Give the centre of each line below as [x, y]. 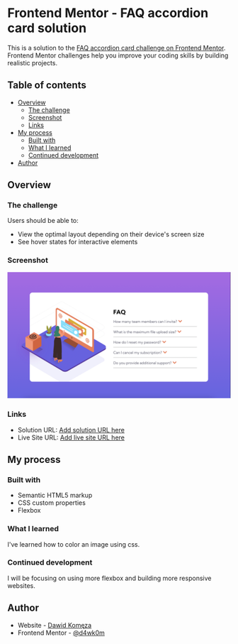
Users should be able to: [43, 221]
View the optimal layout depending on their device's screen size [111, 234]
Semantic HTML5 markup [55, 496]
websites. [21, 585]
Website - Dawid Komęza [55, 625]
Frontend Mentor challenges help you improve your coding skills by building [118, 55]
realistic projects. [33, 62]
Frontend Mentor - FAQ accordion [108, 13]
